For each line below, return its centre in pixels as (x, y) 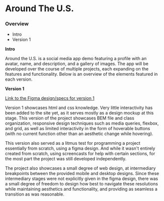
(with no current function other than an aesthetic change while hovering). (79, 134)
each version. (19, 79)
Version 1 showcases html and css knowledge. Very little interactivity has (79, 108)
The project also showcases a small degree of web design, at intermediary (81, 168)
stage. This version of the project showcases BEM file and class (70, 118)
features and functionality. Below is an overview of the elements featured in (82, 74)
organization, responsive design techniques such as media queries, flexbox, (82, 123)
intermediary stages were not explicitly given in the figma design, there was (82, 179)
